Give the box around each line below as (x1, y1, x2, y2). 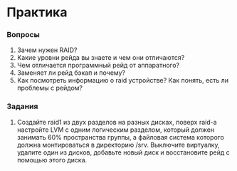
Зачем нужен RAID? (16, 46, 78, 54)
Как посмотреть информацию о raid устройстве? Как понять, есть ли (16, 76, 229, 85)
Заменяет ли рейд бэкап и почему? (16, 68, 126, 77)
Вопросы (6, 30, 41, 40)
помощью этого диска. (16, 155, 88, 164)
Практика (6, 4, 68, 21)
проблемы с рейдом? (16, 83, 83, 93)
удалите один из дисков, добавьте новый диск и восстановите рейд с (16, 147, 231, 157)
